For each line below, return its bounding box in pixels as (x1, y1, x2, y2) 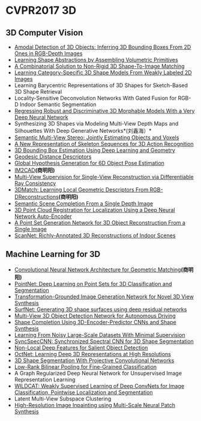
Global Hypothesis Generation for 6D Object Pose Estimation (14, 160, 164, 166)
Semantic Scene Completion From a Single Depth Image (14, 200, 154, 207)
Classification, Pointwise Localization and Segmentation (14, 389, 154, 396)
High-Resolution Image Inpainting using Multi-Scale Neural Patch (14, 401, 175, 408)
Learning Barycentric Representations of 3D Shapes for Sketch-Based (14, 82, 188, 89)
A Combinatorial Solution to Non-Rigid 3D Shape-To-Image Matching (14, 62, 185, 70)
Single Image (14, 226, 47, 232)
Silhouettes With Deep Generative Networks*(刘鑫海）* (14, 127, 152, 134)
